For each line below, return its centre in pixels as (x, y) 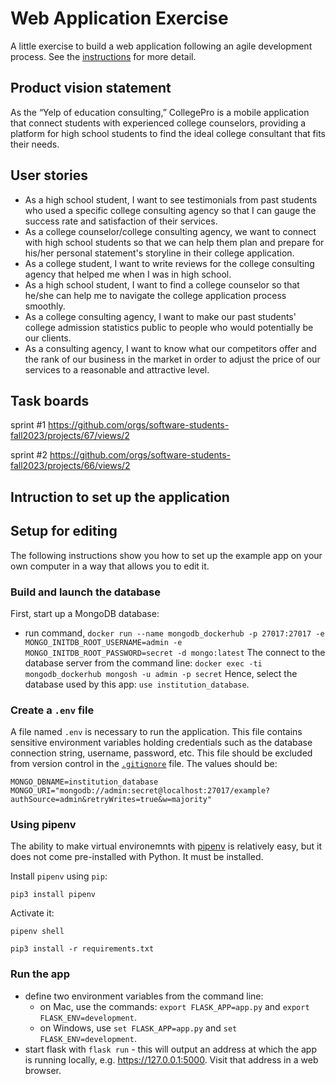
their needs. (35, 144)
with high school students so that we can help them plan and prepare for (174, 242)
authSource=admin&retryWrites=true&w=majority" (111, 800)
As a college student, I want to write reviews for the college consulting (169, 263)
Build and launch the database (86, 592)
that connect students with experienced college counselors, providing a (158, 123)
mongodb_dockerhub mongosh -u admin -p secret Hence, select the (161, 673)
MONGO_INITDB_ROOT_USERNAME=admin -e (103, 642)
